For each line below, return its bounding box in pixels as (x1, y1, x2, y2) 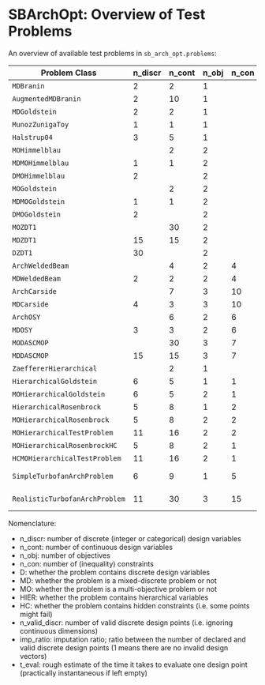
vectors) (19, 651, 47, 661)
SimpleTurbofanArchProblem (12, 472, 114, 480)
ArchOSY (12, 312, 41, 322)
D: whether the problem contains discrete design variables (19, 567, 211, 577)
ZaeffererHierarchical (12, 363, 97, 373)
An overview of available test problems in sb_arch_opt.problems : (8, 48, 217, 58)
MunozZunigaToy (12, 120, 69, 129)
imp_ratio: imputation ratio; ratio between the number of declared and (19, 634, 246, 644)
